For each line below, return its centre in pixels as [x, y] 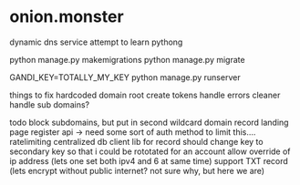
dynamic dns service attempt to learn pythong [96, 42]
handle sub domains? [49, 104]
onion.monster [67, 17]
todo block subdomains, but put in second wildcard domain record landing [149, 122]
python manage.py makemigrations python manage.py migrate [127, 59]
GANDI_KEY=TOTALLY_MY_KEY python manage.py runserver [125, 77]
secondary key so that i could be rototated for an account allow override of [150, 151]
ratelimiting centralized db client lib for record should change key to [136, 141]
